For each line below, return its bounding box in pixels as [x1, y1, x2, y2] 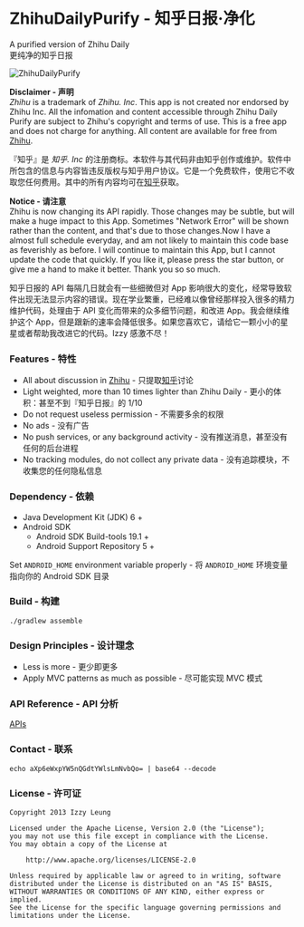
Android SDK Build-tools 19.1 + [35, 531, 149, 542]
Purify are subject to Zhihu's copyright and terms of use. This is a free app [9, 115, 288, 127]
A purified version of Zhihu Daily [9, 38, 130, 50]
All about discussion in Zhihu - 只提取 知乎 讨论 [22, 375, 195, 386]
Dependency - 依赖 [9, 490, 95, 503]
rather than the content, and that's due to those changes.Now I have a [9, 225, 271, 236]
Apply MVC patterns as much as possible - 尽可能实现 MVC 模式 [22, 672, 263, 684]
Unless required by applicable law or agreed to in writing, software [9, 872, 281, 881]
